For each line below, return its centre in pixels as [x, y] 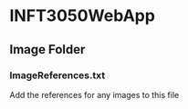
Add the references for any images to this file [94, 94]
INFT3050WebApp [82, 16]
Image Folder [47, 50]
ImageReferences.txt [57, 75]
